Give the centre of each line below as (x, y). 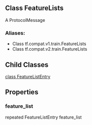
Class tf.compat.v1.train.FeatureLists (49, 44)
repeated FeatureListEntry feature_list (44, 117)
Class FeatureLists (34, 8)
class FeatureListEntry (28, 76)
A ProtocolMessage (25, 20)
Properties (22, 92)
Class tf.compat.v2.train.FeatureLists (50, 49)
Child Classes (27, 65)
